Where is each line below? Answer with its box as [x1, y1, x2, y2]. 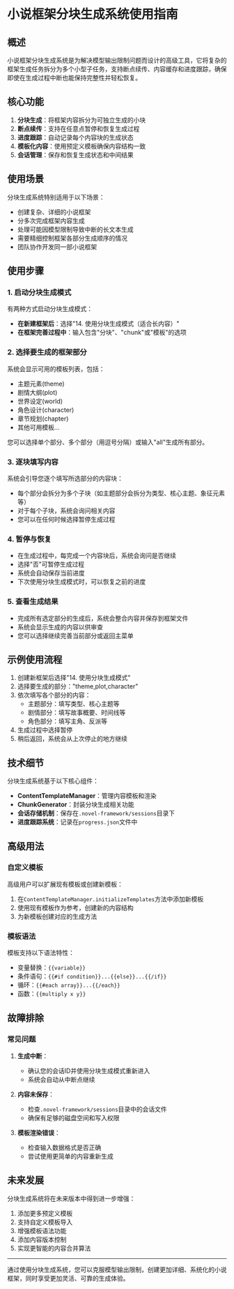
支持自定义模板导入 [17, 1218, 73, 1226]
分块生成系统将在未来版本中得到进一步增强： [7, 1194, 136, 1203]
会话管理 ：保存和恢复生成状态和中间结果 [17, 151, 134, 159]
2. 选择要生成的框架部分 [7, 347, 87, 357]
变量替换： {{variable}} [17, 963, 86, 972]
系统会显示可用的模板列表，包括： [7, 364, 105, 373]
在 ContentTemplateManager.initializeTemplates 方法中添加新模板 [17, 894, 204, 903]
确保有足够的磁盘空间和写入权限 [27, 1113, 120, 1122]
